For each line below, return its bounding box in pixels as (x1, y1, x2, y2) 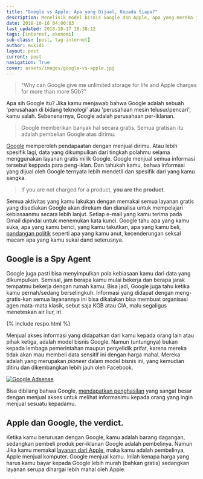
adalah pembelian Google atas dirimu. (21, 130, 116, 138)
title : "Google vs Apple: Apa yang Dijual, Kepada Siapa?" (6, 8, 158, 15)
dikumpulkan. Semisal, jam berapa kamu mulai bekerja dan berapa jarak (6, 276, 185, 284)
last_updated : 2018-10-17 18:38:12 (6, 25, 96, 32)
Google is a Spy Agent (6, 254, 91, 264)
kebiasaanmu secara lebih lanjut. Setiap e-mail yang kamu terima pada (6, 211, 182, 218)
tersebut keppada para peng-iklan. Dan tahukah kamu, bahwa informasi (6, 161, 185, 169)
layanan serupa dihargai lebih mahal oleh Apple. (6, 466, 126, 473)
